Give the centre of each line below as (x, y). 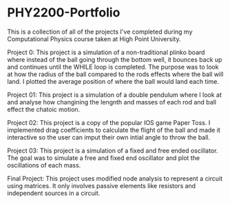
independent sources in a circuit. (54, 193)
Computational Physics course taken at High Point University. (94, 38)
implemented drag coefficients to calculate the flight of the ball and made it (114, 130)
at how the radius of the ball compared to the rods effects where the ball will (115, 74)
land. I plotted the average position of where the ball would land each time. (113, 81)
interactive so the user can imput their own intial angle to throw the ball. (109, 137)
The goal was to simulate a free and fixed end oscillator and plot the (104, 158)
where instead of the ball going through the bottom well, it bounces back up (115, 59)
